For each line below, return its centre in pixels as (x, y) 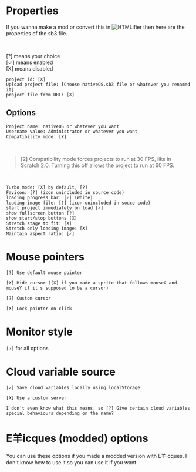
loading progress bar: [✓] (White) (50, 197)
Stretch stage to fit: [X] (39, 223)
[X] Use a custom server (36, 398)
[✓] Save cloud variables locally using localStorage (73, 387)
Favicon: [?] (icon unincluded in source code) (65, 192)
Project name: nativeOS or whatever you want (62, 126)
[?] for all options (27, 348)
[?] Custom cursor (28, 298)
